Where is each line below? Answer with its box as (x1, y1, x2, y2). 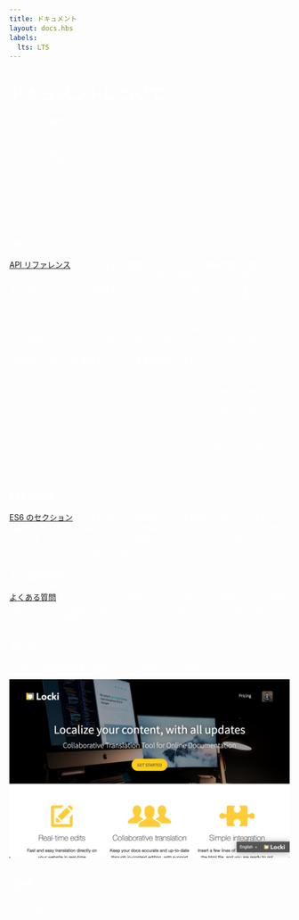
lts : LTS (17, 43, 50, 52)
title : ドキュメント (9, 14, 77, 23)
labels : (9, 33, 38, 42)
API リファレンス (9, 260, 71, 270)
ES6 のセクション (9, 511, 74, 522)
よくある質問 (9, 592, 56, 602)
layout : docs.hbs (9, 23, 74, 33)
